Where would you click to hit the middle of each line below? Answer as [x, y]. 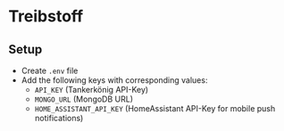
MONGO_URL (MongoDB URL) [84, 99]
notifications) [59, 118]
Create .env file [50, 70]
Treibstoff [46, 16]
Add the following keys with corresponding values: [114, 80]
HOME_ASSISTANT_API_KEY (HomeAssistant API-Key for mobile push [155, 108]
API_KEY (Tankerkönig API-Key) [92, 90]
